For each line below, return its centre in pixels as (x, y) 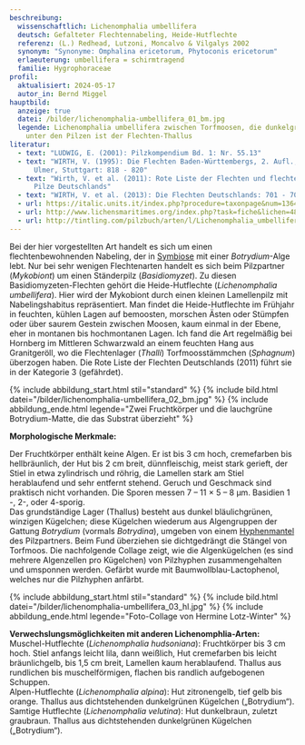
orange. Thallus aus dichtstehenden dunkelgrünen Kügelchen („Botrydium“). (152, 701)
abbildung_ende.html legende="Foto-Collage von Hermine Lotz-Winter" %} (151, 616)
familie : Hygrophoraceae (64, 69)
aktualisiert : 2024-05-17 (67, 85)
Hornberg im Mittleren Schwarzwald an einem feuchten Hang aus (132, 343)
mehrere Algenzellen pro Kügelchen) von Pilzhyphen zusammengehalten (146, 560)
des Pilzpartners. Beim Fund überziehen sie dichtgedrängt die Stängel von (148, 541)
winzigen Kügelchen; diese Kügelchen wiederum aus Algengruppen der (143, 521)
